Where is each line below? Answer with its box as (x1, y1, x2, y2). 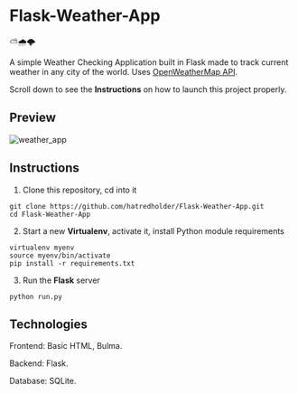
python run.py (9, 292, 63, 301)
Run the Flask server (22, 275, 101, 286)
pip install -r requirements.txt (9, 258, 135, 267)
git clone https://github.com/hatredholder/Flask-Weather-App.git (9, 202, 265, 211)
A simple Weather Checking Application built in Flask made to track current (9, 56, 289, 68)
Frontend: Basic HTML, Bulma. (9, 341, 123, 352)
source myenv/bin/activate (9, 250, 111, 260)
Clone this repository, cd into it (22, 184, 137, 195)
